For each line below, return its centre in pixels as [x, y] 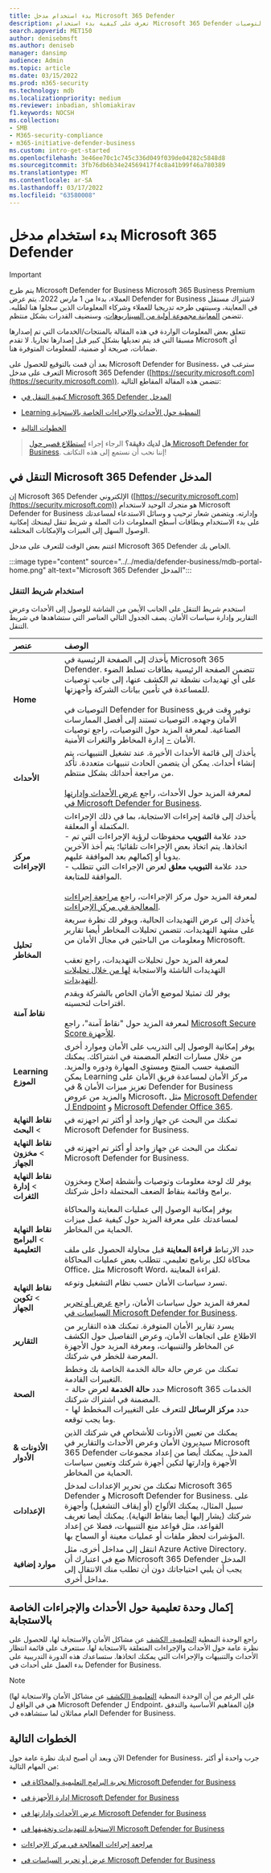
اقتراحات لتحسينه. [94, 1003]
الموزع [25, 1081]
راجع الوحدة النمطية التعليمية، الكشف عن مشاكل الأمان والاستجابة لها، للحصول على [133, 1639]
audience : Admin [36, 61]
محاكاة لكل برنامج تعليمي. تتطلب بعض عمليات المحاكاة [157, 1259]
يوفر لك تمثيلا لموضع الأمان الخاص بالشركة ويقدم [147, 992]
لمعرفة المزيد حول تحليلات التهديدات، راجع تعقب [146, 959]
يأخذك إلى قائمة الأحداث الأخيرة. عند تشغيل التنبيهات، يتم [160, 753]
